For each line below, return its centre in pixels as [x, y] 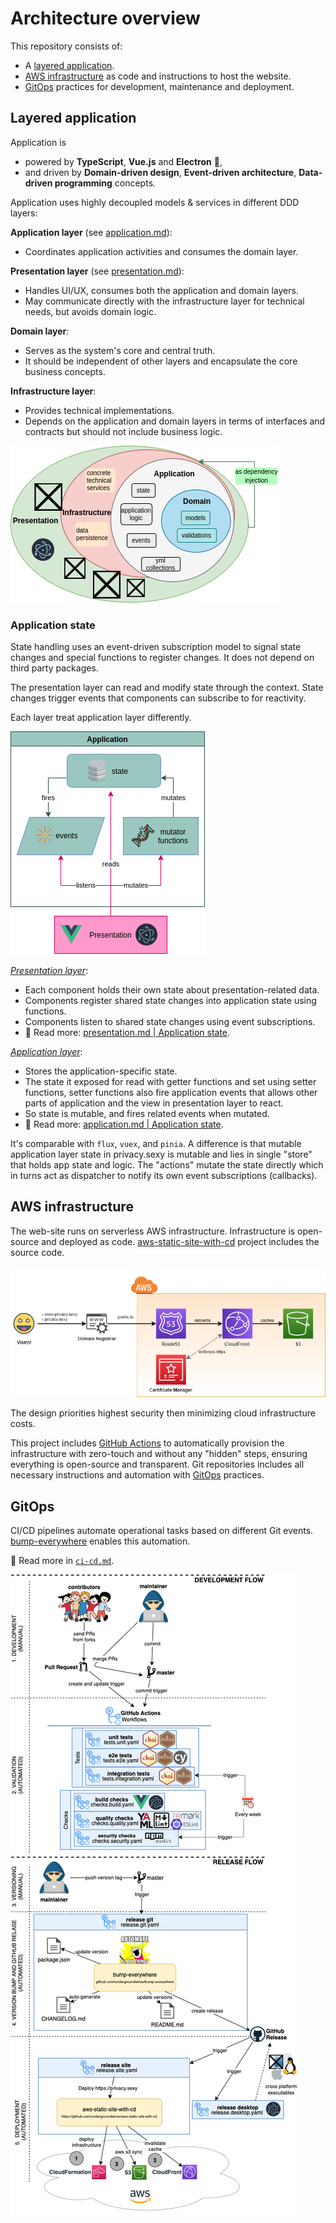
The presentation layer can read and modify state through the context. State [167, 688]
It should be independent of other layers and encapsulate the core [161, 361]
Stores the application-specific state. [101, 1071]
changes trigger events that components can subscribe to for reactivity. [158, 698]
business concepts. [65, 371]
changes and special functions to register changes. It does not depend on [162, 658]
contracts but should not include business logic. [123, 431]
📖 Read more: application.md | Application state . [124, 1124]
